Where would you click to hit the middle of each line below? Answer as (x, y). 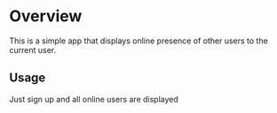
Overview (46, 16)
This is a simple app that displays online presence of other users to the (138, 41)
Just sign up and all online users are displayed (94, 99)
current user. (33, 49)
